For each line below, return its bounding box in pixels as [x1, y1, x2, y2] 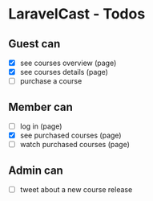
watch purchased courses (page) [19, 140, 131, 150]
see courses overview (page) [19, 58, 117, 68]
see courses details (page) [19, 68, 108, 77]
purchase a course [19, 76, 83, 86]
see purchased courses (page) [19, 130, 122, 141]
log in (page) [19, 121, 62, 131]
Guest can [8, 37, 61, 51]
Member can [8, 100, 74, 113]
